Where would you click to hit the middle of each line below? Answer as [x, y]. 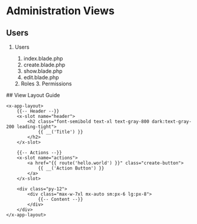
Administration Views [60, 11]
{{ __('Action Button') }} [71, 168]
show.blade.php [43, 71]
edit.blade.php [41, 77]
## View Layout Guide [33, 95]
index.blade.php [43, 58]
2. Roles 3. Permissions [43, 84]
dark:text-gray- [172, 121]
